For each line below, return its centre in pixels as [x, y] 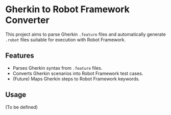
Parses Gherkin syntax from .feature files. [57, 68]
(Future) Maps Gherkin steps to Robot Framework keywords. [76, 79]
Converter [27, 20]
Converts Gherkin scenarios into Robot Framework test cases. [78, 73]
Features [20, 56]
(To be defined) [22, 107]
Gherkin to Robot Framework [68, 9]
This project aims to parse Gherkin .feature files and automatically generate [86, 34]
